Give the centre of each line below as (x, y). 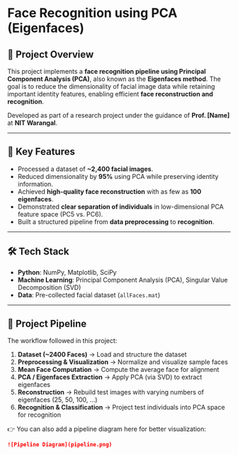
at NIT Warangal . (33, 123)
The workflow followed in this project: (62, 341)
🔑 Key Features (41, 152)
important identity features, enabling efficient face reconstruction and (110, 94)
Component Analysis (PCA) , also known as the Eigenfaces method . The (114, 79)
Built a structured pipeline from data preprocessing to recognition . (116, 221)
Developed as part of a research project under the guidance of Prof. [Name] (119, 115)
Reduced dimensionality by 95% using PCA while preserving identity (118, 176)
